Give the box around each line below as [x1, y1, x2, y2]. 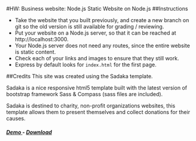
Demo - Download [6, 128, 53, 136]
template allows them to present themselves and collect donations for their [6, 109, 190, 115]
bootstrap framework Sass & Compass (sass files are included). [6, 91, 163, 97]
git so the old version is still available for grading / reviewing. [14, 23, 164, 30]
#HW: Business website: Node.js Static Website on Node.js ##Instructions [6, 5, 188, 12]
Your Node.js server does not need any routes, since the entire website [14, 42, 190, 49]
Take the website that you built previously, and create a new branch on [14, 17, 189, 23]
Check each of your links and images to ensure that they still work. [14, 55, 179, 62]
